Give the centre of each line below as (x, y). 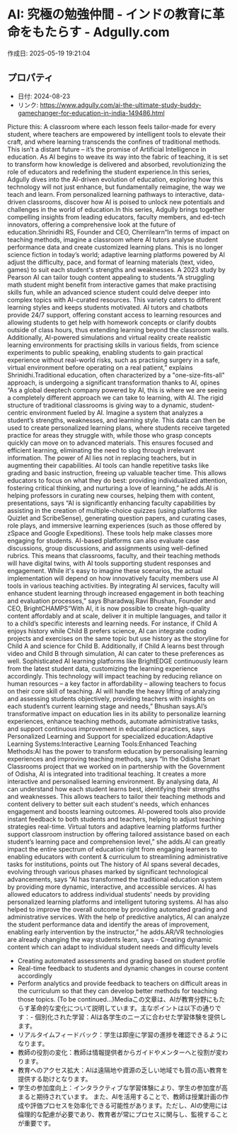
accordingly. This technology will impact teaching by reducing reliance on (115, 676)
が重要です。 (36, 1123)
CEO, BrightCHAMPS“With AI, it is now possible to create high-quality (109, 608)
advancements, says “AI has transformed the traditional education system (115, 879)
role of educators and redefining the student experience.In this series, (109, 171)
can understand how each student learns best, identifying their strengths (114, 789)
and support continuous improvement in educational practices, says (106, 728)
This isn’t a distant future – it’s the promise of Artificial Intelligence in (107, 149)
